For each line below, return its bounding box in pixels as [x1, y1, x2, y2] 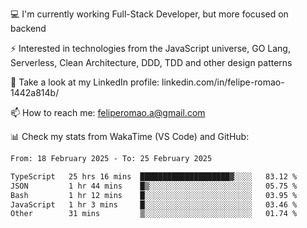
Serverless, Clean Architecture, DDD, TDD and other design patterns [10, 57, 293, 68]
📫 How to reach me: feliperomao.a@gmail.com [10, 107, 206, 118]
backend [10, 23, 47, 34]
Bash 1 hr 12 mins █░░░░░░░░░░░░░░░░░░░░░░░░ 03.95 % [10, 190, 298, 200]
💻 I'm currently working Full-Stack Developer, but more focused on [10, 8, 289, 20]
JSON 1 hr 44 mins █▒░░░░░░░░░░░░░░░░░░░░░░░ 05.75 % [10, 181, 298, 191]
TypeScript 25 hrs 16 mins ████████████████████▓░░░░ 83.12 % [10, 171, 298, 182]
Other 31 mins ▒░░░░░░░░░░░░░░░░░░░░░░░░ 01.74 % [10, 209, 298, 219]
